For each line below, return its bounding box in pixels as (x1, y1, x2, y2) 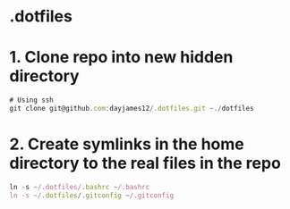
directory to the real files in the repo (9, 154, 282, 173)
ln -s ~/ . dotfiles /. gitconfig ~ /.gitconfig (9, 190, 175, 200)
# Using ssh (9, 96, 54, 104)
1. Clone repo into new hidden (9, 47, 234, 68)
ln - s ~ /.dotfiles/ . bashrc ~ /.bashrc (9, 182, 150, 191)
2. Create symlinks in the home (9, 134, 244, 155)
